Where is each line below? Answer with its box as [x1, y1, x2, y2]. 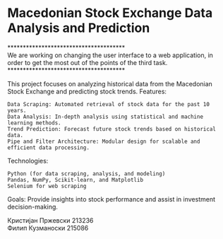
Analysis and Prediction [7, 20, 150, 36]
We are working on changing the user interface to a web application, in [7, 51, 214, 59]
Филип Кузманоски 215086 [7, 223, 89, 232]
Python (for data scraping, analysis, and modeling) [7, 170, 166, 177]
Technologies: [7, 156, 49, 165]
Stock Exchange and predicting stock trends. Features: [7, 87, 167, 95]
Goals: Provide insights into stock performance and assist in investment [7, 194, 215, 203]
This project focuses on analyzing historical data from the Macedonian [7, 79, 213, 88]
